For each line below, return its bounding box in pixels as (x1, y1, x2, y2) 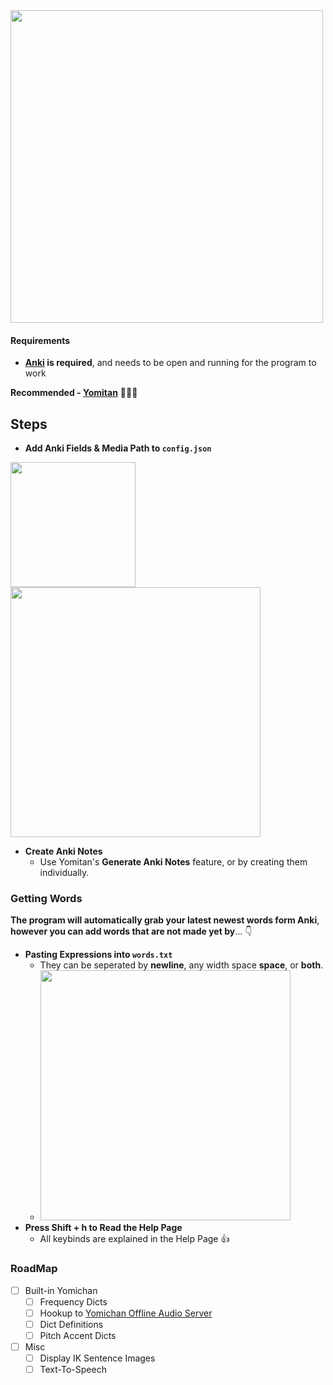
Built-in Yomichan (24, 1284, 98, 1296)
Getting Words (10, 891, 83, 905)
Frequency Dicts (39, 1295, 108, 1308)
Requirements (10, 334, 71, 346)
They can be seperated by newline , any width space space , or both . (39, 959, 324, 971)
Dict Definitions (39, 1318, 104, 1330)
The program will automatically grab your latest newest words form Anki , (10, 914, 320, 926)
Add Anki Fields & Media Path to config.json (24, 442, 212, 454)
